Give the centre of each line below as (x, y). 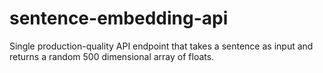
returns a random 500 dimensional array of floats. (112, 56)
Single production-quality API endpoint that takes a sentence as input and (161, 46)
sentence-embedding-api (119, 18)
